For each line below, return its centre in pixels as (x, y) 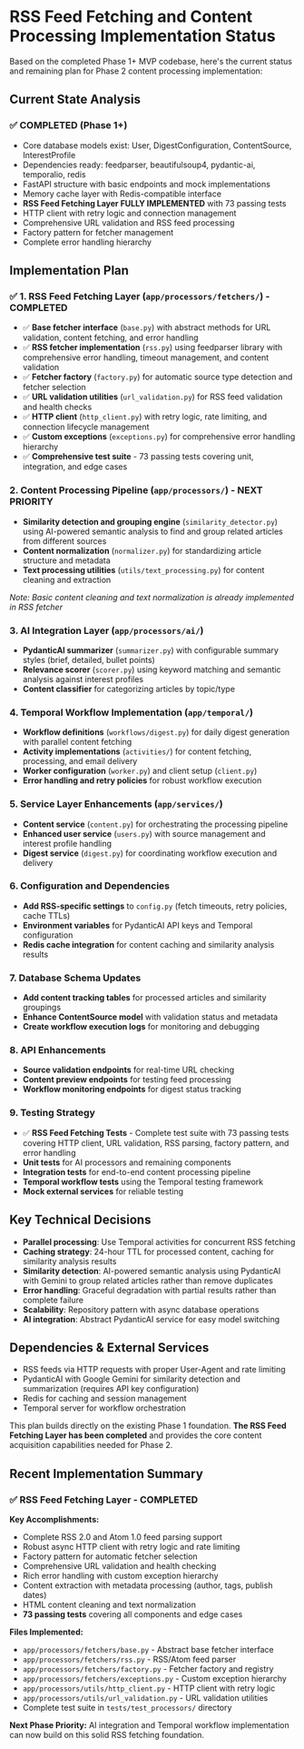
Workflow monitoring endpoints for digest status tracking (132, 1090)
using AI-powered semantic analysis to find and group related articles (152, 531)
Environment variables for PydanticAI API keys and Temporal (137, 925)
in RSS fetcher (36, 607)
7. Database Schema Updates (75, 978)
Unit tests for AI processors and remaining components (127, 1162)
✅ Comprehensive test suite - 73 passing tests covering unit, (138, 457)
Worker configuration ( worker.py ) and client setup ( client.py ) (140, 771)
